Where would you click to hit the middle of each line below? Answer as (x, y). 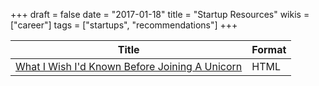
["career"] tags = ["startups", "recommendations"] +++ (124, 25)
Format (269, 49)
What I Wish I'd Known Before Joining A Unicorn (129, 66)
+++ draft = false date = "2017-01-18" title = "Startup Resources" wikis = (160, 14)
